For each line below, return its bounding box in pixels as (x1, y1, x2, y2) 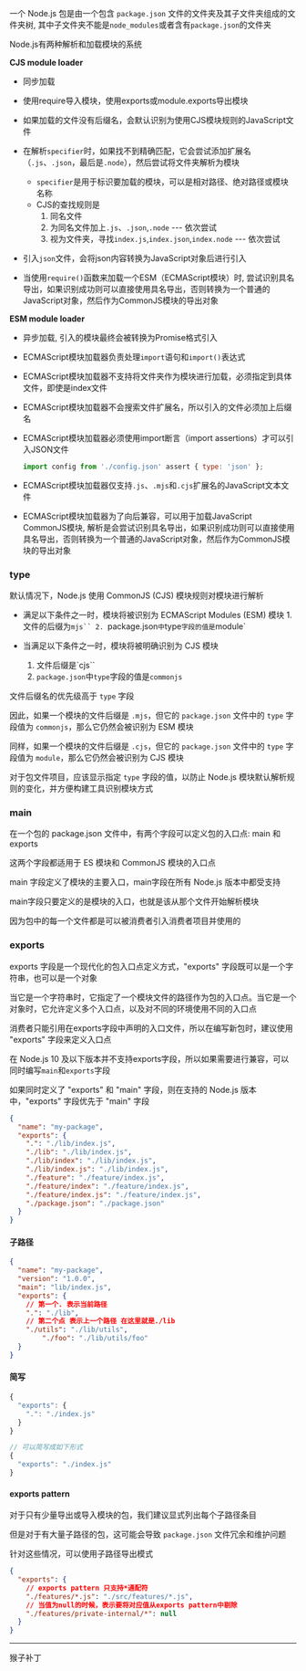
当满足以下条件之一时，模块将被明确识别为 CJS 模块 (22, 640, 219, 651)
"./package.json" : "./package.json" (25, 1199, 166, 1208)
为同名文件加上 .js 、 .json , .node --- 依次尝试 (49, 222, 217, 233)
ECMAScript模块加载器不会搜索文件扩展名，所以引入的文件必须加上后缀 (22, 402, 292, 413)
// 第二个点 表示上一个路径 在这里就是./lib (25, 1317, 176, 1326)
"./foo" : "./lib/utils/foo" (42, 1334, 148, 1343)
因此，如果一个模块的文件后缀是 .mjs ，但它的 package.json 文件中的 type (9, 710, 284, 721)
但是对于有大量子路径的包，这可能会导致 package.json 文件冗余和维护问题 (9, 1529, 287, 1540)
